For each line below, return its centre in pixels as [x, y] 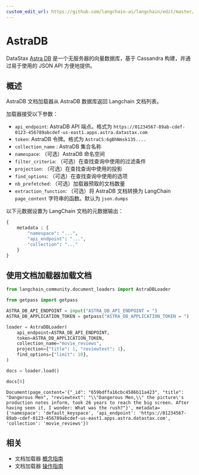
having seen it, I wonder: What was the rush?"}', [70, 408]
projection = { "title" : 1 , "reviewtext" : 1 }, [71, 349]
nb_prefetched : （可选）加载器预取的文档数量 [70, 184]
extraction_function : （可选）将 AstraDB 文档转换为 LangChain [93, 191]
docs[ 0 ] [16, 381]
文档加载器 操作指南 [39, 466]
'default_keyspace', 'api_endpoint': [90, 413]
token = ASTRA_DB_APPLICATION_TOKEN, [61, 338]
